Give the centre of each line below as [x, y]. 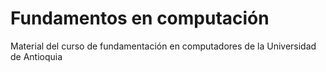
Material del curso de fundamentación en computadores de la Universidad [163, 46]
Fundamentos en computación [140, 18]
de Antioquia [36, 56]
